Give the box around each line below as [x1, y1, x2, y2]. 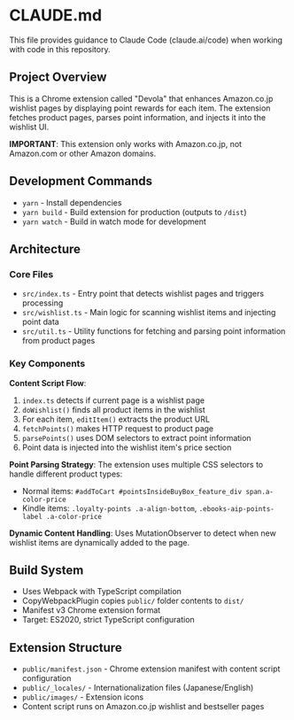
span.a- [245, 487, 275, 496]
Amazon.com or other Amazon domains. [9, 148, 157, 159]
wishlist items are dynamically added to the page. [9, 537, 190, 547]
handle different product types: [9, 468, 123, 479]
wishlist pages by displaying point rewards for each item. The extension [9, 103, 271, 113]
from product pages [21, 336, 96, 346]
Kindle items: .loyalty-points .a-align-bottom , [21, 502, 197, 514]
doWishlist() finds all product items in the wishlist [21, 404, 205, 414]
